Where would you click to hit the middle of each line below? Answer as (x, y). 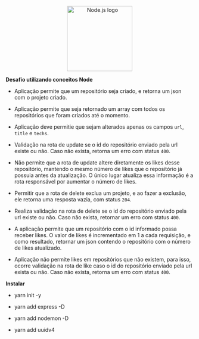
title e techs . (31, 133)
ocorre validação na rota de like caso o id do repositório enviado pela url (103, 266)
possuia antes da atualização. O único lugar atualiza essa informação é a (104, 175)
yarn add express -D (39, 307)
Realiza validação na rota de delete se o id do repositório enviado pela (100, 211)
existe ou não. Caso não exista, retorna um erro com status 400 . (92, 151)
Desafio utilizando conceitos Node (49, 80)
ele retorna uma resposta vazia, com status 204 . (73, 199)
